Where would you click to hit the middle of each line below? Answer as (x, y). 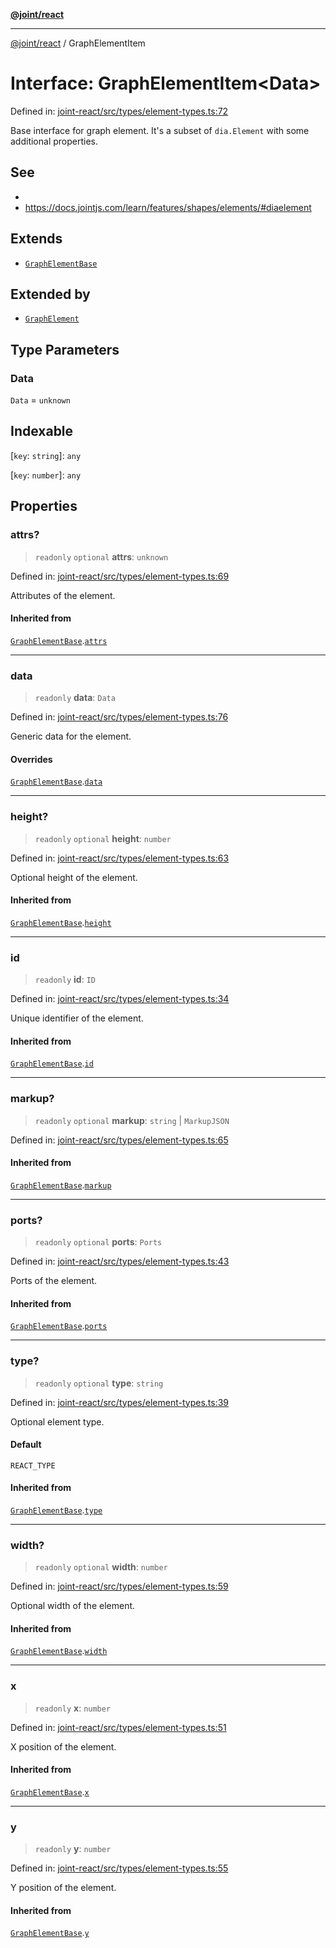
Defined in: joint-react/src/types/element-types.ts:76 (119, 717)
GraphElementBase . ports (59, 1326)
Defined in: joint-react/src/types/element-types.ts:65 (119, 1140)
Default (26, 1445)
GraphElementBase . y (50, 1933)
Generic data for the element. (71, 736)
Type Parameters (65, 349)
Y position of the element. (63, 1888)
